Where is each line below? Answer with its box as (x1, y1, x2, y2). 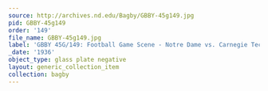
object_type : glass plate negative (8, 56, 127, 64)
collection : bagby (8, 70, 69, 78)
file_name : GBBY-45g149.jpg (8, 33, 102, 42)
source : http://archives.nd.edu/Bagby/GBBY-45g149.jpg (8, 11, 195, 20)
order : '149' (8, 26, 52, 34)
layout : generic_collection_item (8, 63, 120, 71)
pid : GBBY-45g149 (8, 19, 66, 27)
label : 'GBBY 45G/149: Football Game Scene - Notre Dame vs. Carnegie (8, 41, 248, 49)
